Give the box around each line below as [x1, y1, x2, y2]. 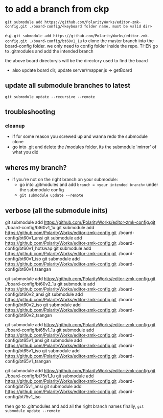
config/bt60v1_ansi [5, 235, 44, 241]
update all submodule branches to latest [5, 81, 131, 90]
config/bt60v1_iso [5, 256, 42, 262]
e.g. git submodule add [5, 32, 51, 38]
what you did [12, 149, 39, 155]
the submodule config [19, 187, 64, 193]
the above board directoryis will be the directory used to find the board [5, 57, 148, 63]
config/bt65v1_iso [5, 348, 41, 354]
